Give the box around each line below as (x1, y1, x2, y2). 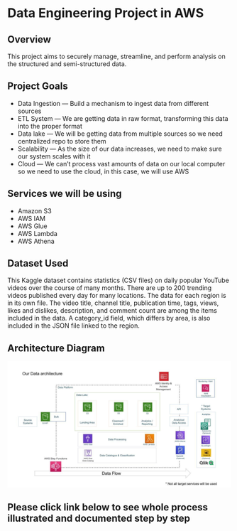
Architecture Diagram (7, 342, 105, 354)
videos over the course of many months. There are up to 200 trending (7, 284, 212, 292)
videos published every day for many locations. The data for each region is (7, 291, 226, 300)
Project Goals (7, 80, 69, 92)
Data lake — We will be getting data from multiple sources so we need (17, 129, 224, 138)
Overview (7, 33, 52, 45)
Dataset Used (7, 257, 69, 269)
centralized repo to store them (17, 136, 106, 145)
